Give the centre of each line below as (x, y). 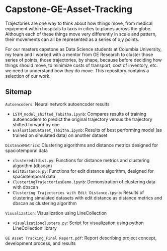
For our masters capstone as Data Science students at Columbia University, (83, 49)
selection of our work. (28, 76)
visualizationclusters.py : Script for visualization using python (78, 223)
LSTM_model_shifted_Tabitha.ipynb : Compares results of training (79, 114)
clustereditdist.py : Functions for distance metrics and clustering (81, 160)
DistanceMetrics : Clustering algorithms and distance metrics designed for (82, 145)
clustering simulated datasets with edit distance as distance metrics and (87, 197)
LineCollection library (34, 228)
